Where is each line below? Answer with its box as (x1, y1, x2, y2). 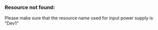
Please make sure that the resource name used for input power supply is (4, 15, 154, 21)
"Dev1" (4, 20, 19, 26)
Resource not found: (4, 4, 55, 11)
